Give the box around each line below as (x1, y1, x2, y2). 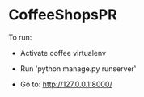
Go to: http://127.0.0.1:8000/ (19, 79, 112, 89)
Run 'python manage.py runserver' (19, 63, 137, 74)
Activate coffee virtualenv (19, 48, 107, 57)
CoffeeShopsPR (8, 6, 117, 24)
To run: (8, 32, 32, 42)
